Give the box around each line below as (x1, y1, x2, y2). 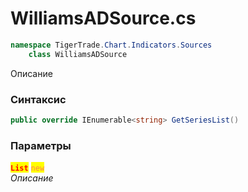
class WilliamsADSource (28, 49, 128, 59)
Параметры (10, 138, 72, 152)
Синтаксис (10, 92, 67, 106)
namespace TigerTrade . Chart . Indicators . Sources (10, 40, 213, 50)
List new (10, 163, 45, 174)
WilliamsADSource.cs (10, 7, 197, 30)
